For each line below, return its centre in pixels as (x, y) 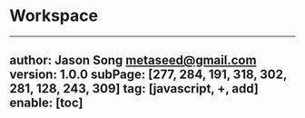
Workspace (54, 16)
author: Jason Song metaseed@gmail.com (133, 60)
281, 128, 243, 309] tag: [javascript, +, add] (134, 88)
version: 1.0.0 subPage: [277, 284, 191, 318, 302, (148, 75)
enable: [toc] (46, 103)
